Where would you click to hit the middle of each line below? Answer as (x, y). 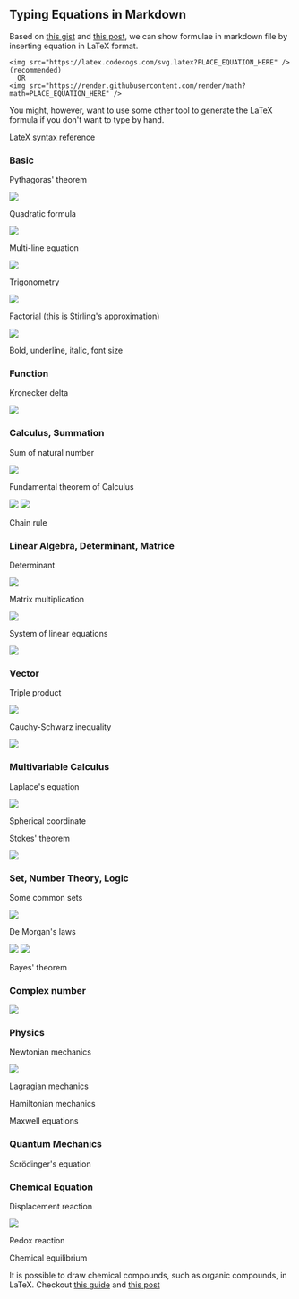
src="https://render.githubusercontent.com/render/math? (137, 85)
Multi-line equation (44, 248)
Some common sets (46, 897)
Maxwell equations (44, 1121)
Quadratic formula (43, 214)
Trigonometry (34, 282)
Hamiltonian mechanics (52, 1104)
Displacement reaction (51, 1207)
